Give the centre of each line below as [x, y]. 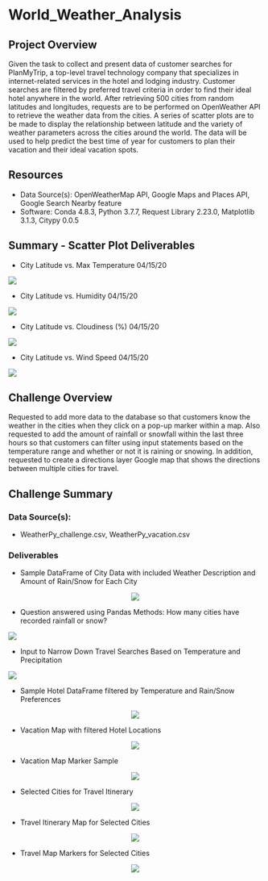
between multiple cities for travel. [64, 469]
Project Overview [53, 45]
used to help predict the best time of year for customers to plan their [122, 141]
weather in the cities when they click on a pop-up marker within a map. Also [134, 426]
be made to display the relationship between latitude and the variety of [126, 124]
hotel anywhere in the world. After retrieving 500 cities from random [121, 98]
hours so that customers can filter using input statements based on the [126, 443]
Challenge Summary [61, 494]
